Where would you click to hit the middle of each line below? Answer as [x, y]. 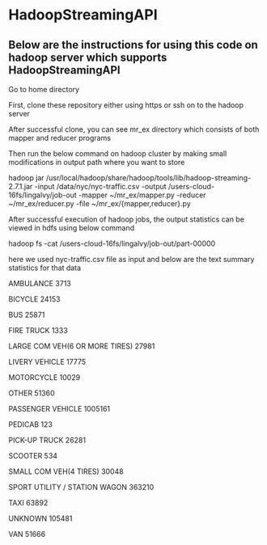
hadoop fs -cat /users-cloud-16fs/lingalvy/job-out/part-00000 [112, 243]
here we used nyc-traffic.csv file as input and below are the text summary [131, 259]
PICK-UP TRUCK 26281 [47, 440]
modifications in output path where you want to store [97, 162]
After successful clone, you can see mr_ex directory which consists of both [134, 129]
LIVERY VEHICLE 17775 [47, 362]
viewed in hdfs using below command [72, 228]
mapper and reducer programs [60, 138]
